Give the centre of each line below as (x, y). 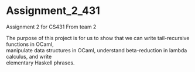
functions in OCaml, (30, 44)
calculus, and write (29, 56)
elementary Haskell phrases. (40, 63)
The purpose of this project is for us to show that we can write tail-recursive (98, 38)
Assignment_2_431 (53, 11)
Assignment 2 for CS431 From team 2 (51, 27)
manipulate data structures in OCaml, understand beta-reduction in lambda (97, 50)
